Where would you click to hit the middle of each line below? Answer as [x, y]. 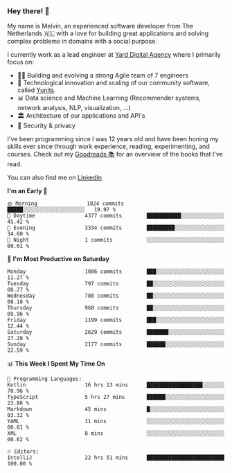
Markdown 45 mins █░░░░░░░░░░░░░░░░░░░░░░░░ [116, 409]
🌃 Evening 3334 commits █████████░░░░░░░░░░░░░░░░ [116, 228]
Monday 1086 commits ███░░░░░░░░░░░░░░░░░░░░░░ [116, 272]
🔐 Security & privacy [46, 126]
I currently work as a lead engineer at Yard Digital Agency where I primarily [114, 55]
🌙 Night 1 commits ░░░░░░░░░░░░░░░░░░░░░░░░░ [116, 240]
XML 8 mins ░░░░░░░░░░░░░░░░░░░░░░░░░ [116, 434]
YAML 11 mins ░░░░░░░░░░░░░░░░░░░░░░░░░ [116, 422]
